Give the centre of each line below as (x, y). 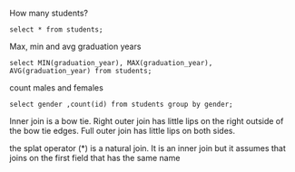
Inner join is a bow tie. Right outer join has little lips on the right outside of (147, 121)
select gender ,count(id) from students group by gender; (121, 104)
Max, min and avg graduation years (75, 46)
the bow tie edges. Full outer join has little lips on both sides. (123, 131)
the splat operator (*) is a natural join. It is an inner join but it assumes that (147, 148)
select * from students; (56, 30)
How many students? (49, 13)
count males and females (57, 88)
